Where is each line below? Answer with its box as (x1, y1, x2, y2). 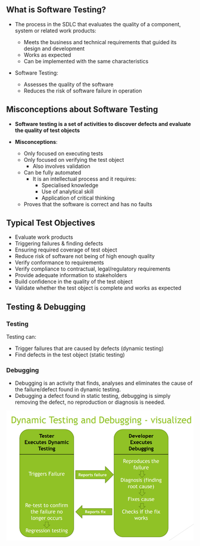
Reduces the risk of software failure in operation (23, 87, 142, 94)
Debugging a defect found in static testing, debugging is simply (14, 392, 171, 400)
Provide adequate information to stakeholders (14, 272, 127, 279)
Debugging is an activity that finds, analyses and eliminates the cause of (14, 379, 193, 387)
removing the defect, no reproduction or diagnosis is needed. (14, 398, 165, 406)
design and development (23, 45, 85, 52)
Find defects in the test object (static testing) (14, 351, 125, 358)
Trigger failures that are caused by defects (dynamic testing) (14, 345, 164, 352)
